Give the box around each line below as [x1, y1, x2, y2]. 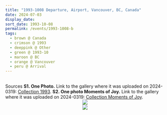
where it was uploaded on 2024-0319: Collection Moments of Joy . [5, 94, 143, 100]
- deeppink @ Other [10, 45, 51, 50]
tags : [5, 31, 17, 36]
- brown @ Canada [10, 36, 47, 41]
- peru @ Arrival [10, 64, 47, 69]
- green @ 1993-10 [10, 50, 49, 55]
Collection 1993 [17, 89, 51, 95]
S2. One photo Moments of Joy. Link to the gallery [52, 89, 159, 95]
